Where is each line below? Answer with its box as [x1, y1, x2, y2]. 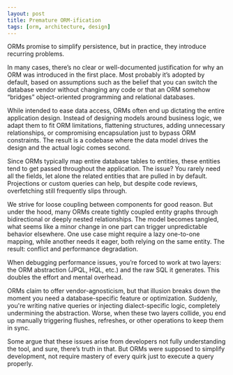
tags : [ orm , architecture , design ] [7, 23, 111, 30]
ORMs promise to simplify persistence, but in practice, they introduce [7, 43, 207, 51]
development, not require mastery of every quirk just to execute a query [7, 352, 214, 360]
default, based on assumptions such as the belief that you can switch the [7, 78, 218, 87]
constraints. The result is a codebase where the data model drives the [7, 136, 209, 145]
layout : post [7, 10, 45, 17]
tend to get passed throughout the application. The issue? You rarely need [7, 165, 221, 173]
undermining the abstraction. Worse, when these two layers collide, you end [7, 309, 227, 318]
